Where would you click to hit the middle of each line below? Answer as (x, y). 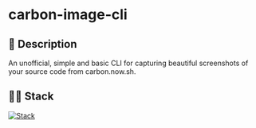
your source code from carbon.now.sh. (72, 72)
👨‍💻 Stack (31, 97)
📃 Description (43, 44)
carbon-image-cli (68, 15)
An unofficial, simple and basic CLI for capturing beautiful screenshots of (128, 63)
